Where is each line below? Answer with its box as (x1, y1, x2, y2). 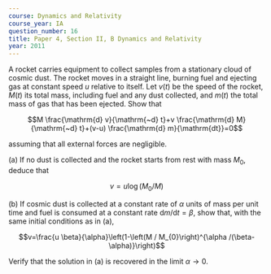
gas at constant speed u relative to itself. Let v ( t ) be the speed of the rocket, (8, 82, 264, 92)
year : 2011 (8, 42, 46, 50)
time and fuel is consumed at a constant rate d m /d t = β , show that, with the (8, 207, 262, 217)
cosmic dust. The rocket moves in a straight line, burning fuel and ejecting (8, 73, 257, 83)
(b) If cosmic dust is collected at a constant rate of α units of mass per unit (8, 198, 259, 208)
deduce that (8, 165, 49, 175)
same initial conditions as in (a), (8, 216, 115, 226)
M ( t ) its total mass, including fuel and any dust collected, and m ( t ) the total (8, 90, 259, 100)
